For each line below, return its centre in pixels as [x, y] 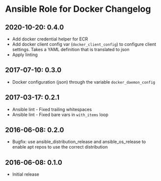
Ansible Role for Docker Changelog [78, 9]
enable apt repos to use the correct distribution [60, 147]
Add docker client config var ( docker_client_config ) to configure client [84, 44]
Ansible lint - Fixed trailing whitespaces [52, 109]
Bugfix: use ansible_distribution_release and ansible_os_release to [79, 142]
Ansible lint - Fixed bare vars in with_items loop [60, 115]
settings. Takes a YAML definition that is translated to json [71, 49]
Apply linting [25, 55]
